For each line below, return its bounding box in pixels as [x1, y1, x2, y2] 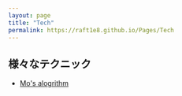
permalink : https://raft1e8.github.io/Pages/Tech [8, 26, 175, 34]
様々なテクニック [8, 57, 91, 71]
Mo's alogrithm [19, 79, 69, 88]
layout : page [8, 11, 51, 20]
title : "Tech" [8, 19, 55, 27]
